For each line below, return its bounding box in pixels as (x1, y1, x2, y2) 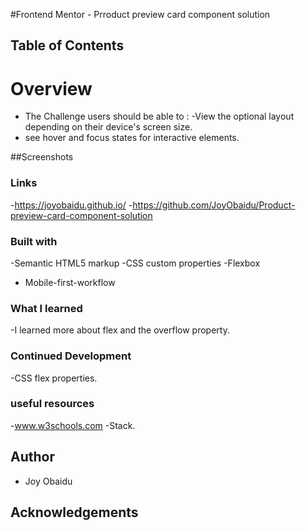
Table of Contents (10, 37, 125, 54)
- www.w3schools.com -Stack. (10, 419, 136, 431)
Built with (10, 234, 58, 248)
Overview (10, 77, 93, 100)
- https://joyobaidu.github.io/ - (10, 199, 133, 211)
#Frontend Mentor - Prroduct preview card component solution (10, 9, 271, 20)
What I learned (10, 301, 83, 315)
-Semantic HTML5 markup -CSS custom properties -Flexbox (10, 257, 261, 269)
